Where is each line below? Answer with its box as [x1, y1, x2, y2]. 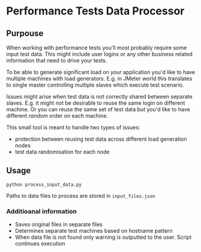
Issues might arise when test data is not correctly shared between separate [6, 93, 193, 100]
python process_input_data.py [6, 182, 82, 188]
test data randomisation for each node [14, 149, 110, 155]
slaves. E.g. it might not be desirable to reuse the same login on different [6, 99, 185, 106]
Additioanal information [6, 207, 77, 215]
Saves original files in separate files [14, 221, 103, 228]
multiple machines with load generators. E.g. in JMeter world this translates [6, 75, 193, 82]
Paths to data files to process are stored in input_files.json [6, 192, 155, 199]
